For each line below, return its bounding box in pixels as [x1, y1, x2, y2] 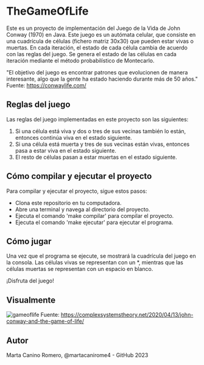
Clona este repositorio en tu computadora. [15, 199, 122, 206]
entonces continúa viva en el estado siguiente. [15, 134, 132, 141]
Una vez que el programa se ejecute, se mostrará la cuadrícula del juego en [6, 252, 196, 260]
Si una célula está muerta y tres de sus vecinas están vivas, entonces [15, 140, 190, 148]
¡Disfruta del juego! [6, 277, 54, 284]
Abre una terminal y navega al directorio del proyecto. [15, 206, 150, 213]
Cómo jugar [6, 236, 52, 247]
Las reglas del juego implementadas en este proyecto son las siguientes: [6, 115, 189, 123]
